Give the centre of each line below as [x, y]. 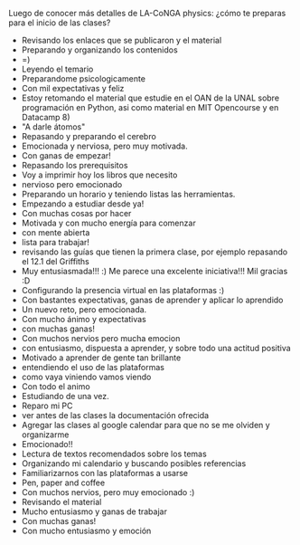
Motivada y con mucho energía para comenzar [108, 223]
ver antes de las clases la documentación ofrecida [115, 415]
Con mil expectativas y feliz [73, 88]
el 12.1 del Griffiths [55, 261]
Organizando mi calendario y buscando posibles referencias [134, 464]
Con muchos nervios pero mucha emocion [101, 338]
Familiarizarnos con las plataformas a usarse [105, 473]
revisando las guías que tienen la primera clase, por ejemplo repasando [155, 252]
